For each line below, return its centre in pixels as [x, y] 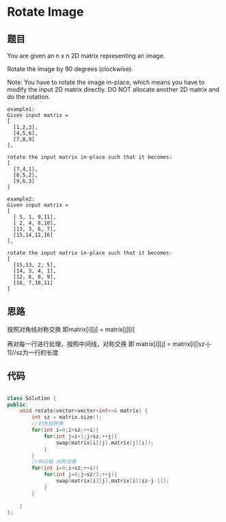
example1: [21, 109]
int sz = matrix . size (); [67, 417]
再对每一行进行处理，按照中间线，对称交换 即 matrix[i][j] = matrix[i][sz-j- [110, 343]
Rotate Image [45, 12]
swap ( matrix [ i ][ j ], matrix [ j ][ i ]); [105, 443]
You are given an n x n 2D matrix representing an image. [86, 56]
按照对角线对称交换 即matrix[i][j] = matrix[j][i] [71, 329]
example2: [21, 199]
